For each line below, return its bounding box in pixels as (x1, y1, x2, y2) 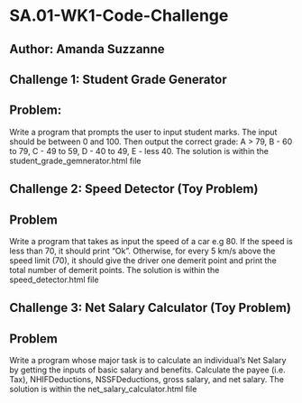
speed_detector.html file (9, 274, 99, 285)
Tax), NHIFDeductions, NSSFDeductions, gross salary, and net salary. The (9, 374, 284, 385)
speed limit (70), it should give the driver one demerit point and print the (9, 254, 277, 266)
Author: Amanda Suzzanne (9, 41, 165, 57)
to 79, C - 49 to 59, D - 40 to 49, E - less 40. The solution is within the (9, 145, 269, 156)
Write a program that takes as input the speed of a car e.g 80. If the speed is (9, 235, 293, 246)
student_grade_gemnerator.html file (9, 155, 142, 166)
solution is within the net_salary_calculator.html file (9, 384, 197, 395)
